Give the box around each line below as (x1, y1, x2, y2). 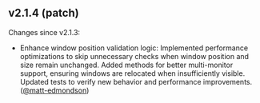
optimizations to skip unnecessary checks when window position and (19, 51, 250, 61)
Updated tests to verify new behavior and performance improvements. (19, 77, 253, 86)
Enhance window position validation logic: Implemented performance (19, 43, 249, 53)
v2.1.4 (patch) (8, 6, 79, 20)
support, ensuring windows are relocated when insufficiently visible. (19, 68, 246, 78)
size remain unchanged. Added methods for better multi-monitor (19, 60, 234, 69)
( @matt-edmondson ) (19, 85, 90, 95)
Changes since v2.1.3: (8, 27, 81, 37)
